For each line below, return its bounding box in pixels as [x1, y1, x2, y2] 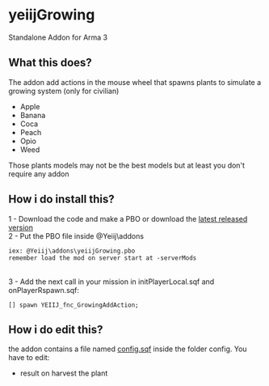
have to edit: [8, 353, 50, 363]
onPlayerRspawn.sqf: [8, 285, 79, 295]
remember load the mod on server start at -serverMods [8, 253, 197, 262]
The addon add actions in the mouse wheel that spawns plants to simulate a [8, 77, 262, 87]
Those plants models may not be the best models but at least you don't [8, 160, 245, 170]
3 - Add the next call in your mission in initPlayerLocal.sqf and [8, 277, 215, 286]
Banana [19, 110, 46, 120]
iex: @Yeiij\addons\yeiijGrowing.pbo [8, 247, 136, 255]
